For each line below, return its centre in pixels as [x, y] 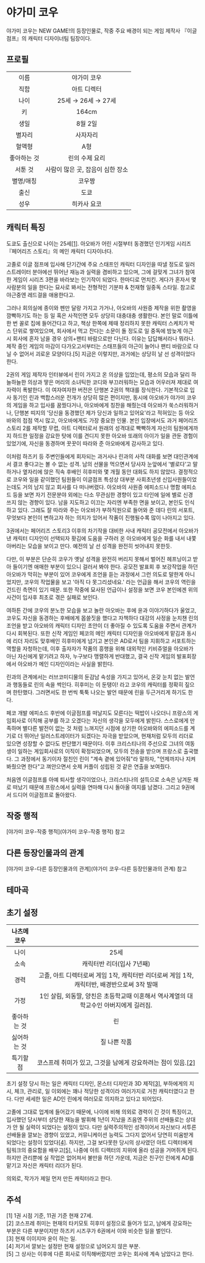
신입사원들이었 [179, 479]
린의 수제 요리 [87, 158]
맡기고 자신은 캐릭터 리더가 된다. [45, 1166]
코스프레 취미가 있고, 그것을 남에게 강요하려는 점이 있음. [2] [116, 1063]
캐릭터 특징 [26, 228]
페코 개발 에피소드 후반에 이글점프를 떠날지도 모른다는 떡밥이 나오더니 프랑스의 [99, 713]
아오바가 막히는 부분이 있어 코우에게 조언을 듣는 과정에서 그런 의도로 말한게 [95, 574]
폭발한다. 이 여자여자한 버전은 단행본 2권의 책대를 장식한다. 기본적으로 [106, 390]
